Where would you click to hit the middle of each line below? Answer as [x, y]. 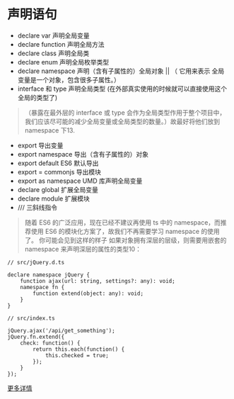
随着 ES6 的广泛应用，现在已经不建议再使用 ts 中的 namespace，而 [123, 222]
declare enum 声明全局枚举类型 [63, 62]
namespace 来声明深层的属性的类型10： [83, 249]
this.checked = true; [77, 355]
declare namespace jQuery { [49, 275]
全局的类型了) [37, 97]
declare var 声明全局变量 [53, 35]
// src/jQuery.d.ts [36, 262]
